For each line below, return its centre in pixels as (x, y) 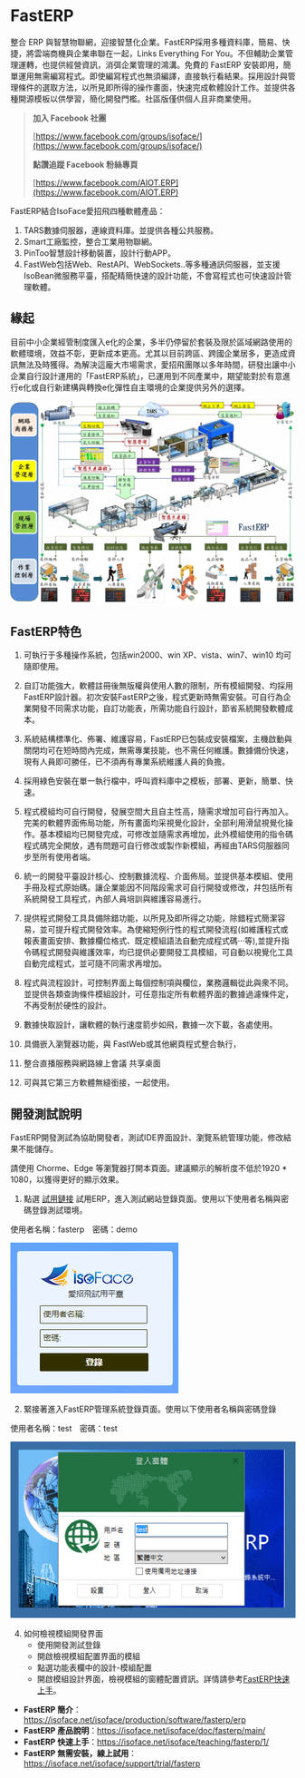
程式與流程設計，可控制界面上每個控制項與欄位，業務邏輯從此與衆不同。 (158, 983)
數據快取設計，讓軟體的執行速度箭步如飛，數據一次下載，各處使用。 (150, 1025)
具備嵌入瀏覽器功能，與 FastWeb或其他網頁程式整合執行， (132, 1044)
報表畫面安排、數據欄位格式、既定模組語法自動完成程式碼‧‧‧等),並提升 (152, 941)
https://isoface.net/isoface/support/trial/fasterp (112, 1763)
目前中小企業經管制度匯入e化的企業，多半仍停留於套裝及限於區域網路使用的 (152, 342)
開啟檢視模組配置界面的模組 (89, 1656)
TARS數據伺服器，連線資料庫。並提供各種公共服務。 (121, 230)
